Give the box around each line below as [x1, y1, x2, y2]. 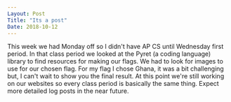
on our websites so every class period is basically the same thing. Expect [7, 80, 219, 88]
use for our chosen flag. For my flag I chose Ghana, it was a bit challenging [7, 64, 225, 73]
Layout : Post [7, 10, 46, 17]
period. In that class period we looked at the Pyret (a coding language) [7, 50, 211, 58]
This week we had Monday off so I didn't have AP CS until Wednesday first [7, 43, 224, 51]
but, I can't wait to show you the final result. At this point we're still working [7, 72, 225, 80]
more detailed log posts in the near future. [7, 87, 129, 95]
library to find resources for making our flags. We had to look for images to [7, 57, 223, 66]
